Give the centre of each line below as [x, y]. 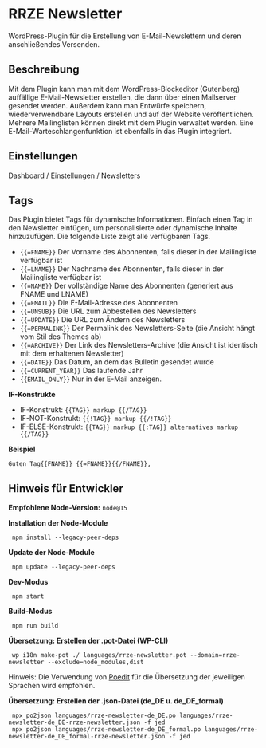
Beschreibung [44, 70]
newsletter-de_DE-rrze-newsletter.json [74, 722]
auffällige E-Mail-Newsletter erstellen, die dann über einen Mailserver [122, 97]
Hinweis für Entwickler [66, 488]
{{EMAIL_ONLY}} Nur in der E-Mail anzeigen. [90, 379]
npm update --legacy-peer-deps [63, 567]
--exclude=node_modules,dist [96, 663]
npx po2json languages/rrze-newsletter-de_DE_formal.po [106, 730]
